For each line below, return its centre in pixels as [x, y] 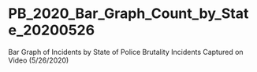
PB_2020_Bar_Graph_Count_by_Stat [128, 14]
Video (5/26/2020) [39, 60]
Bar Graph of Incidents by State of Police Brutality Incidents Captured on [126, 52]
